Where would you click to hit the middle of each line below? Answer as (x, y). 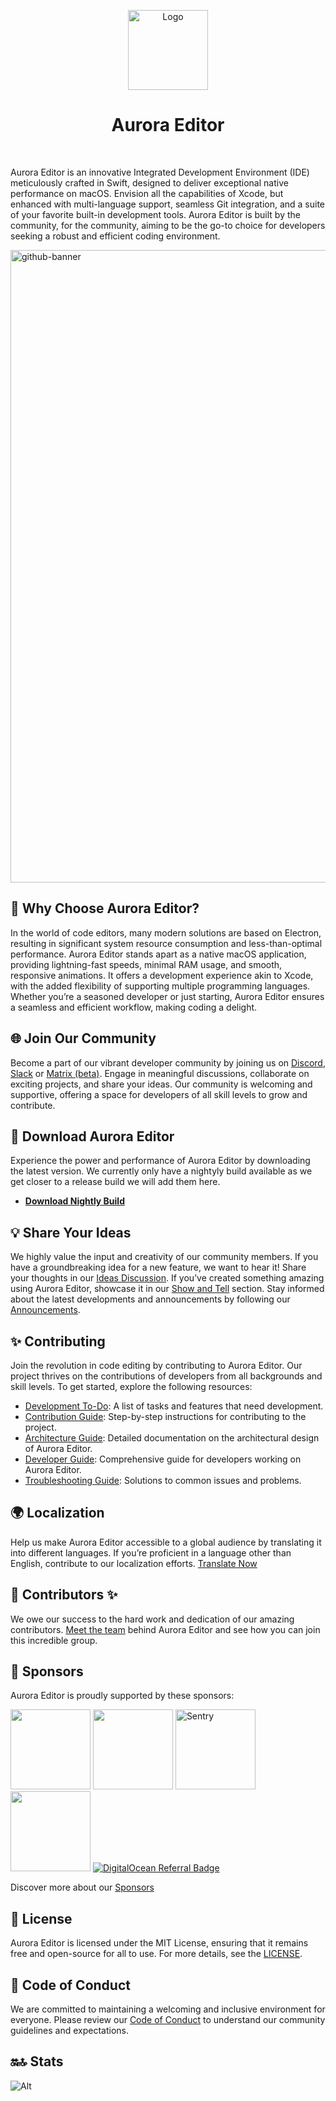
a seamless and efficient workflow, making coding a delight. (134, 1007)
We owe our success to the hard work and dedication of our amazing (152, 1619)
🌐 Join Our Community (83, 1038)
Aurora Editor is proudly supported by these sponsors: (122, 1696)
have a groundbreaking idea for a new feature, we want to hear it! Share (158, 1267)
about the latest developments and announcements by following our (150, 1299)
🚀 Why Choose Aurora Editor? (105, 908)
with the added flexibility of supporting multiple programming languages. (160, 986)
